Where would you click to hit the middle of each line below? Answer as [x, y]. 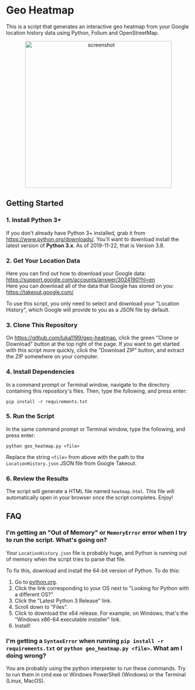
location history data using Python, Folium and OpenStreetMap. [83, 32]
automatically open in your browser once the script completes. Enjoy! [90, 498]
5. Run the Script [30, 416]
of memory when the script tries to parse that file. [66, 559]
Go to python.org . [36, 582]
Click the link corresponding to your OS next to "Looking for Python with [102, 588]
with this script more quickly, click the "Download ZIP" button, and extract [95, 350]
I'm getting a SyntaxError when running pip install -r [85, 641]
